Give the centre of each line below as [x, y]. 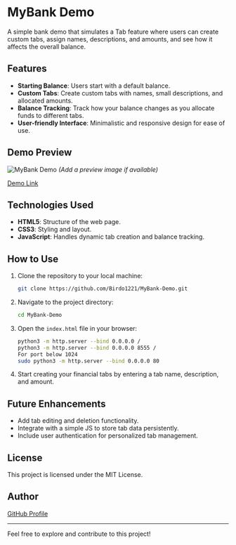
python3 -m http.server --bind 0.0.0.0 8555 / [87, 348]
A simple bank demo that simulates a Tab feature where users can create [113, 32]
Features [27, 68]
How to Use [33, 259]
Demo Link [23, 183]
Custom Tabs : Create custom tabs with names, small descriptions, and [120, 93]
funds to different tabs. [51, 115]
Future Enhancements [57, 403]
